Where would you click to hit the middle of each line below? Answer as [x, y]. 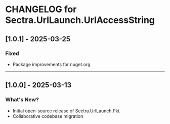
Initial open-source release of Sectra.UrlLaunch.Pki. [67, 111]
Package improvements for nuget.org [51, 64]
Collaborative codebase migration [48, 116]
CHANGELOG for [41, 9]
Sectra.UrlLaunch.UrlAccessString [80, 20]
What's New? [22, 100]
